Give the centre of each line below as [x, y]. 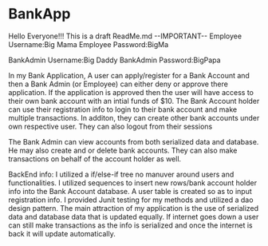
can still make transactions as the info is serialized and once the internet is [130, 225]
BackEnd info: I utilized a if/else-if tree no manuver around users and [121, 174]
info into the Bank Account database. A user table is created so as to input [130, 191]
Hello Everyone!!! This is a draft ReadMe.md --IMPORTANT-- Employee [125, 36]
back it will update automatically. [62, 233]
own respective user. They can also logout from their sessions [110, 126]
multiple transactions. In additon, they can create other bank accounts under [134, 117]
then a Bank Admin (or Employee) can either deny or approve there [118, 84]
